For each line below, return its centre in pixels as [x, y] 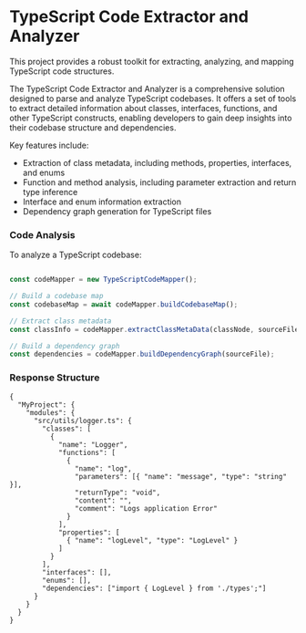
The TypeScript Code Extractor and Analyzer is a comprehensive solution [147, 88]
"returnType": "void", [117, 493]
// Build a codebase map [56, 296]
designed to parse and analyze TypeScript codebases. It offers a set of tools [153, 99]
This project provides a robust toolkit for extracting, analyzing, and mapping [152, 61]
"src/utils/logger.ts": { [82, 420]
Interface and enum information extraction [102, 202]
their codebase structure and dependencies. [93, 127]
